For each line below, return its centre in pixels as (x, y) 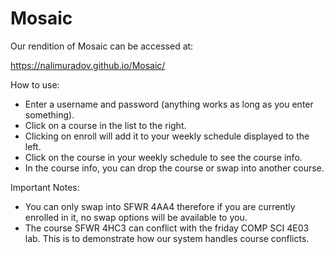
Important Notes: (45, 187)
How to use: (35, 84)
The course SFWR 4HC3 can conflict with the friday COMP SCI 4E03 (167, 228)
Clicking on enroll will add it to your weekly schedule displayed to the (167, 136)
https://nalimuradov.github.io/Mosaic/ (88, 65)
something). (49, 114)
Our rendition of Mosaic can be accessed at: (102, 46)
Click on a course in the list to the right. (105, 125)
